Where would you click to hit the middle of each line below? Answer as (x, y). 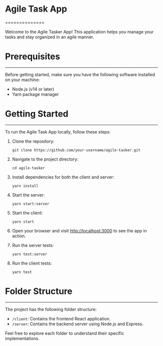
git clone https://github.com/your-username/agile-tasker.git (76, 150)
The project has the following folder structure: (51, 309)
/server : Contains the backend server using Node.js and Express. (78, 324)
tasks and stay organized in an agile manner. (50, 37)
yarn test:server (30, 254)
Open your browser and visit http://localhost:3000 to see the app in (79, 231)
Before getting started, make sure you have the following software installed (80, 74)
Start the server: (28, 195)
